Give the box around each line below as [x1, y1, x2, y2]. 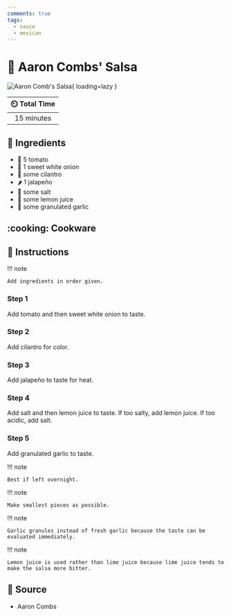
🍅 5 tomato [17, 155, 48, 164]
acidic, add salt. [7, 416, 53, 425]
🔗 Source [7, 583, 47, 596]
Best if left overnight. [7, 476, 79, 483]
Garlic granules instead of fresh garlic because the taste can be [7, 527, 206, 534]
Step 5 [7, 434, 30, 443]
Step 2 [7, 327, 30, 337]
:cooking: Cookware [7, 222, 97, 234]
